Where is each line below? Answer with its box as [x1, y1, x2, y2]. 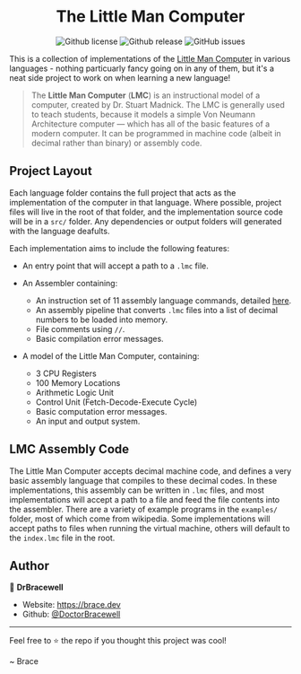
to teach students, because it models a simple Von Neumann [30, 109, 256, 119]
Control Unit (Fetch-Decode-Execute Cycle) [35, 397, 198, 407]
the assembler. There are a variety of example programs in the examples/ [9, 503, 278, 514]
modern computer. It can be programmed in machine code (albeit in [30, 127, 282, 138]
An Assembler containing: [21, 277, 118, 288]
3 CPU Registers [35, 368, 97, 379]
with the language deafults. [9, 225, 110, 236]
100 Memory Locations [35, 377, 121, 388]
